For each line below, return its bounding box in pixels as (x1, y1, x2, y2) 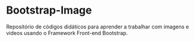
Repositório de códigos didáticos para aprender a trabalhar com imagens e (6, 23, 190, 30)
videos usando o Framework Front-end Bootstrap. (6, 29, 128, 36)
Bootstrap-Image (6, 4, 92, 17)
